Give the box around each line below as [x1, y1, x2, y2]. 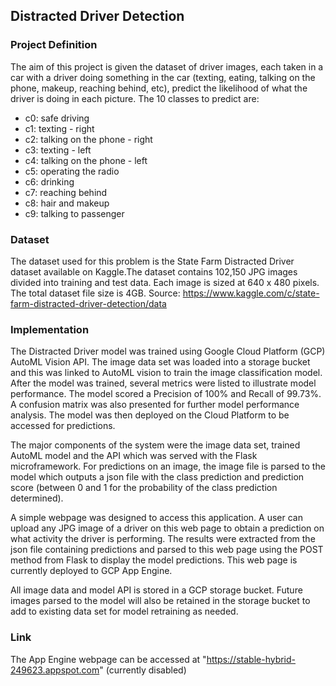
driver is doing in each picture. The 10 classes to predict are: [10, 92, 260, 104]
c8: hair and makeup [24, 197, 110, 209]
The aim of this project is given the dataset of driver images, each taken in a [10, 60, 324, 73]
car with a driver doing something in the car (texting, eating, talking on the [10, 71, 316, 83]
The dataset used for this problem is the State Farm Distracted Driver [10, 255, 295, 267]
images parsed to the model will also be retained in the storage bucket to [10, 595, 311, 607]
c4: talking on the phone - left [24, 154, 148, 166]
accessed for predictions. [10, 420, 116, 432]
